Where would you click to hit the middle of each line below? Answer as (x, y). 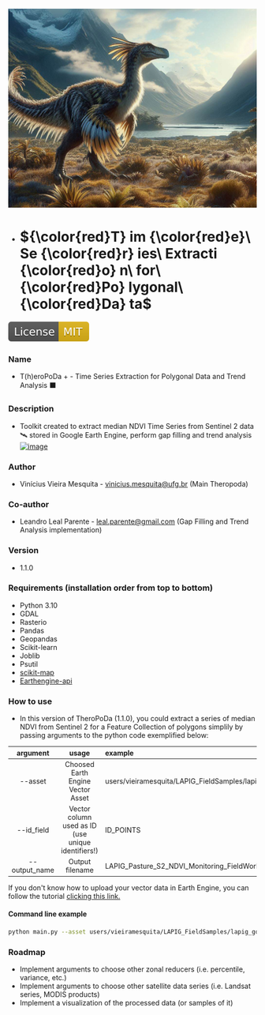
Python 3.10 (38, 605)
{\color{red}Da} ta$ (86, 304)
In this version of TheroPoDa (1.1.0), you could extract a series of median (137, 719)
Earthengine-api (46, 681)
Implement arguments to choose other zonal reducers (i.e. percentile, (132, 969)
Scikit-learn (38, 647)
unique (80, 843)
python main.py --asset (47, 932)
